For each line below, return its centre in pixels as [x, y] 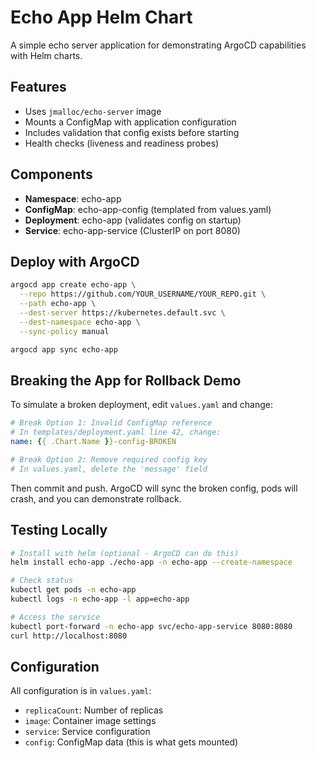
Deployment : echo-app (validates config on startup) [133, 220]
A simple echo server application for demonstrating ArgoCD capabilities [158, 45]
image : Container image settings [90, 721]
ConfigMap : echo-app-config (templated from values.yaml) [148, 209]
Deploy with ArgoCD [75, 261]
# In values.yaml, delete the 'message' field [109, 469]
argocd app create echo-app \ [73, 285]
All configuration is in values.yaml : [81, 691]
